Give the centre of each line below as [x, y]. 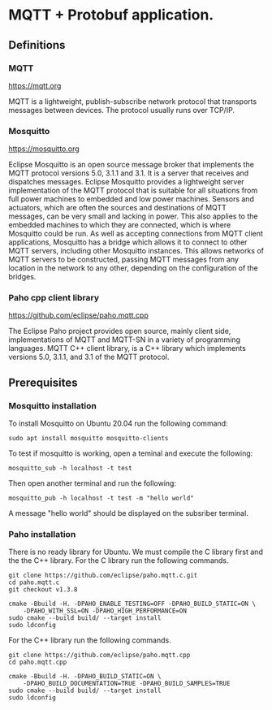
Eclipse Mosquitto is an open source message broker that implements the [131, 165]
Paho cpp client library [54, 298]
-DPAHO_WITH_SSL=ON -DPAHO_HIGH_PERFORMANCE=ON [105, 611]
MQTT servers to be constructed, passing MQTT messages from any [124, 260]
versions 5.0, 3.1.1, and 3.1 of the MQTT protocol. [89, 357]
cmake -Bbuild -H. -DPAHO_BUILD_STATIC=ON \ [85, 677]
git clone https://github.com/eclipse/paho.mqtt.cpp [99, 656]
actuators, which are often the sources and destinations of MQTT [118, 208]
